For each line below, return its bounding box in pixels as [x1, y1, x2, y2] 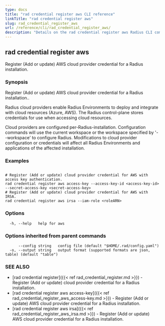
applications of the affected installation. [5, 145, 85, 151]
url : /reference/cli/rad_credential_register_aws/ [5, 25, 111, 30]
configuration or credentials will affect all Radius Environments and [5, 140, 140, 146]
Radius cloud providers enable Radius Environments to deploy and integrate [5, 104, 159, 110]
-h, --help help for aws [9, 221, 65, 226]
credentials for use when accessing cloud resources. [5, 115, 112, 121]
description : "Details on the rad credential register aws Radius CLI [5, 30, 153, 35]
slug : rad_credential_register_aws [5, 21, 78, 26]
